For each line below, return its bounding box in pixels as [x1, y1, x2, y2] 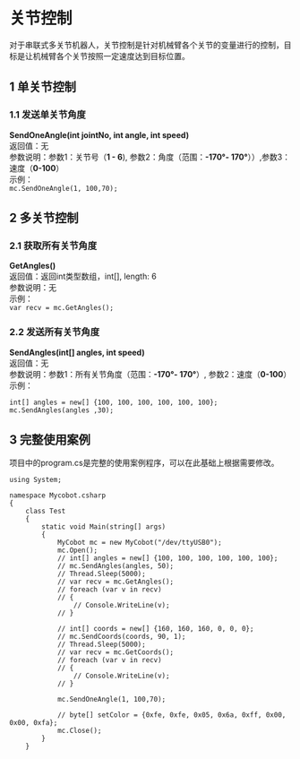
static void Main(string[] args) [41, 522, 167, 531]
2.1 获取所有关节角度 [9, 239, 98, 252]
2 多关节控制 [9, 211, 79, 226]
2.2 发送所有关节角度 [9, 326, 100, 339]
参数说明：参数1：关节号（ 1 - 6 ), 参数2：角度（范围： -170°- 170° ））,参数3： [9, 151, 291, 162]
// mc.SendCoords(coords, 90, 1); [56, 633, 186, 642]
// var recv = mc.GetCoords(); [56, 648, 175, 657]
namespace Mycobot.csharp [9, 491, 106, 500]
